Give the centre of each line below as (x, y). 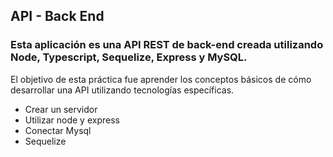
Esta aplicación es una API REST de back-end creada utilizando (167, 45)
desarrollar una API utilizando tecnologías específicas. (122, 90)
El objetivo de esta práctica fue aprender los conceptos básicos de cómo (161, 79)
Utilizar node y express (72, 120)
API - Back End (57, 16)
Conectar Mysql (58, 130)
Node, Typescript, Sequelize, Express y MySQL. (129, 57)
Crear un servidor (61, 109)
